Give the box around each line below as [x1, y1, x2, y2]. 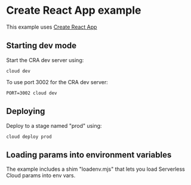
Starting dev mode [6, 41, 77, 51]
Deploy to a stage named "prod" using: [6, 122, 102, 129]
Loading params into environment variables [6, 150, 172, 160]
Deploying [6, 106, 45, 116]
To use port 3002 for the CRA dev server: [6, 78, 109, 85]
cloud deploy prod [6, 134, 52, 140]
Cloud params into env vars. [6, 172, 76, 179]
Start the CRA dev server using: [6, 56, 84, 63]
